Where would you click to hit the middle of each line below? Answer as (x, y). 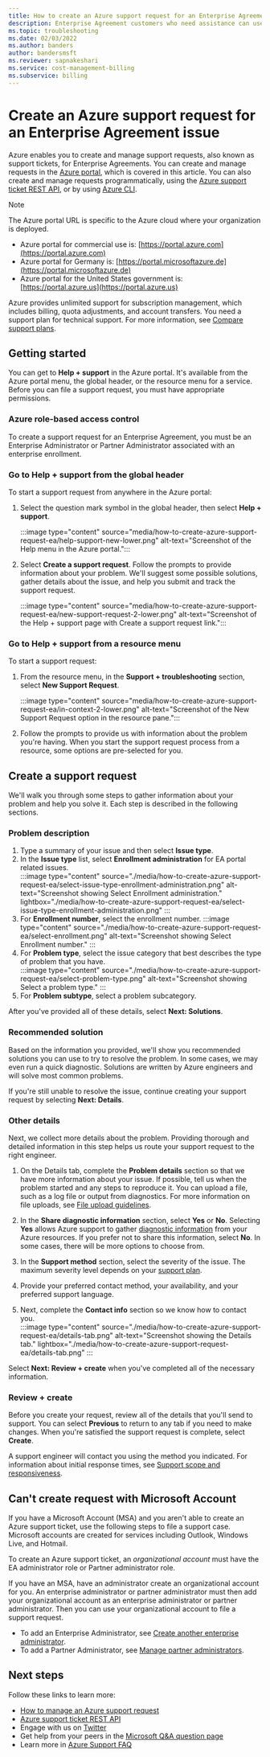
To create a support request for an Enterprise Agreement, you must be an (130, 437)
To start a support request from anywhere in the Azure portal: (110, 492)
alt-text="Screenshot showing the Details (183, 1335)
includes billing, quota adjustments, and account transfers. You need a (125, 311)
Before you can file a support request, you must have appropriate (117, 390)
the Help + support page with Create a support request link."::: (123, 622)
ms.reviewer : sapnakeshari (53, 61)
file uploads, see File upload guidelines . (86, 1205)
